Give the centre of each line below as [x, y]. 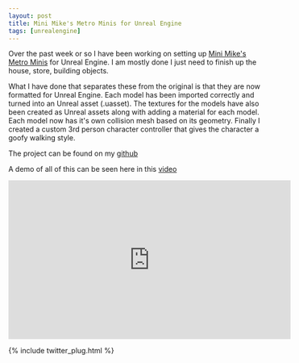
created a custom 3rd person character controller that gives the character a [134, 129]
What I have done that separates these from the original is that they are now [134, 86]
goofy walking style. [42, 138]
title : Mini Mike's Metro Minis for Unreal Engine [95, 23]
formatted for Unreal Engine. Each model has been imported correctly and [131, 95]
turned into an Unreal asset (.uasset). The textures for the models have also [134, 104]
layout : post [30, 16]
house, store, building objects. [58, 71]
